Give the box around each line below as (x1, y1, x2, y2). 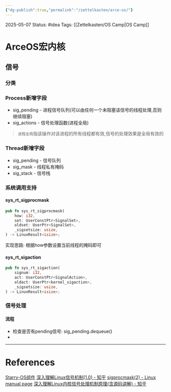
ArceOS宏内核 (5, 41, 66, 53)
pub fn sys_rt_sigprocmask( (5, 208, 65, 214)
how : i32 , (14, 213, 36, 218)
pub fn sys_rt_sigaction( (5, 265, 60, 271)
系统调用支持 (5, 184, 37, 191)
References (5, 356, 55, 368)
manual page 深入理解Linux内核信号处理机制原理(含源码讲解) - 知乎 (5, 380, 147, 386)
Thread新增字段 (5, 145, 45, 152)
